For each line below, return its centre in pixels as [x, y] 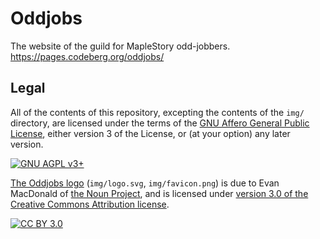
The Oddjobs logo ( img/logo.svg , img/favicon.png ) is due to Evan [145, 183]
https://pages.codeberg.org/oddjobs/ [87, 56]
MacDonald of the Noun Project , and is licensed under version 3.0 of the [159, 193]
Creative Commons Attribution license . [90, 204]
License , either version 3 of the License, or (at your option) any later [150, 133]
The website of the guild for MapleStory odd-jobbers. [120, 46]
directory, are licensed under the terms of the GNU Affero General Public [160, 123]
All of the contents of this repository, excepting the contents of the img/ [157, 112]
